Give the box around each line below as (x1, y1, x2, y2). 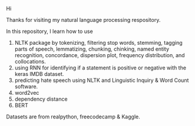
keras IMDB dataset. (14, 71, 64, 77)
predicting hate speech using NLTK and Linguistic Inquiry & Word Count (14, 77, 189, 84)
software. (14, 83, 38, 90)
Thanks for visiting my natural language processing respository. (6, 16, 161, 23)
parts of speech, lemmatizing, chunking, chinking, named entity (14, 45, 170, 52)
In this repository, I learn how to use (6, 28, 93, 35)
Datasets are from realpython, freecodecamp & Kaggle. (6, 113, 140, 120)
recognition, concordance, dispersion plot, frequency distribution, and (14, 52, 185, 58)
